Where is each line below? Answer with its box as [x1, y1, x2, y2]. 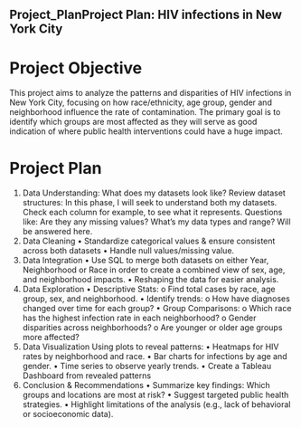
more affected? [22, 332, 80, 343]
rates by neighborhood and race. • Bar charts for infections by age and [22, 351, 287, 362]
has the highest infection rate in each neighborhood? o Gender [22, 312, 257, 324]
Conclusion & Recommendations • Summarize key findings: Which [22, 380, 271, 391]
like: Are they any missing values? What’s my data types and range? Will [22, 216, 291, 227]
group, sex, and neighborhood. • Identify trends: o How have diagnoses [22, 293, 291, 304]
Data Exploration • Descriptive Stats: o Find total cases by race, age [22, 284, 276, 295]
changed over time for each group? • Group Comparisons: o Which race [22, 303, 292, 314]
